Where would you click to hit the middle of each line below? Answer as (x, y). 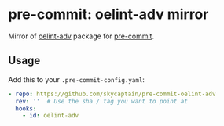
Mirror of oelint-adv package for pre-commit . (81, 36)
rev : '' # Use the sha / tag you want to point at (102, 101)
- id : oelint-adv (51, 116)
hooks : (26, 108)
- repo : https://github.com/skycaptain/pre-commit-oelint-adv (112, 94)
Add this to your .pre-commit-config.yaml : (77, 79)
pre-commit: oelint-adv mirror (108, 14)
